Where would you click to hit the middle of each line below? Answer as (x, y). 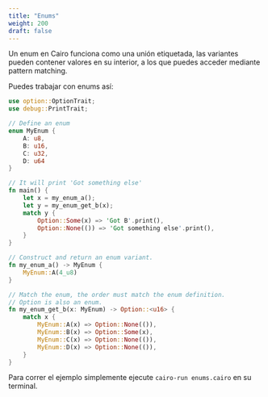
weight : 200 (28, 23)
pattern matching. (38, 71)
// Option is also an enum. (56, 302)
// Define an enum (39, 123)
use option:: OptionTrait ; (52, 102)
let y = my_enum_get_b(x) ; (68, 205)
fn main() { (28, 190)
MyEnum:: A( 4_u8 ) (50, 272)
